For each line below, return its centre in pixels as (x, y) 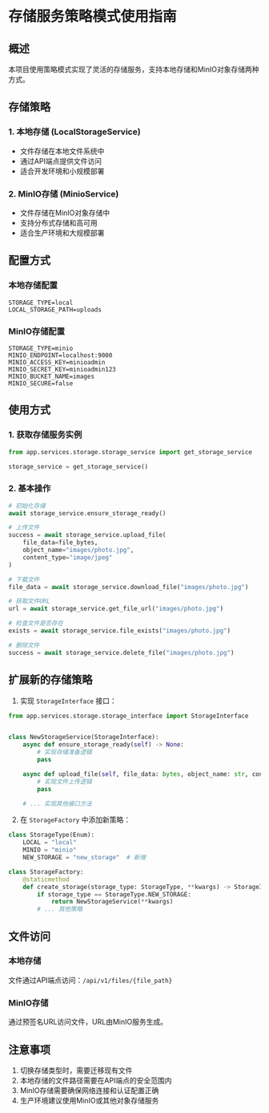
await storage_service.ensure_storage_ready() (87, 513)
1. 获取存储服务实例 (45, 435)
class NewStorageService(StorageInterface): (84, 737)
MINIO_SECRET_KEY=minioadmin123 (62, 369)
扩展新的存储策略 (50, 680)
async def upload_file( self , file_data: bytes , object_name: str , (136, 774)
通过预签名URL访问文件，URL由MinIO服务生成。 (88, 1022)
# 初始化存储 (27, 506)
